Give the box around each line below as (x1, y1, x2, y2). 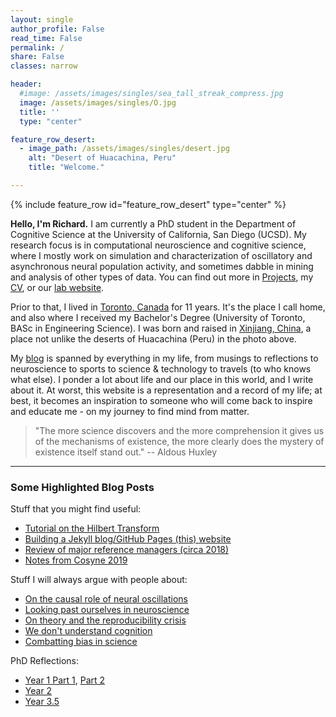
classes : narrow (10, 61, 78, 71)
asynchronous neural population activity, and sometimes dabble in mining (10, 260, 314, 272)
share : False (10, 52, 65, 62)
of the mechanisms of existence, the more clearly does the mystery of (34, 435, 325, 447)
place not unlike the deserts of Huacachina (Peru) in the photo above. (10, 332, 297, 345)
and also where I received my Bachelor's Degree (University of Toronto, (10, 311, 306, 323)
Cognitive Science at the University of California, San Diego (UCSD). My (10, 228, 307, 240)
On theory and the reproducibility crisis (24, 614, 187, 626)
